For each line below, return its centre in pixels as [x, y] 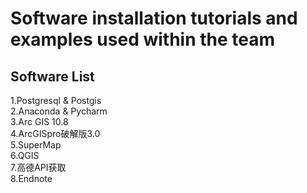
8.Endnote [31, 178]
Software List [52, 76]
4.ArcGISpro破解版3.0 [55, 133]
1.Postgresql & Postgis [56, 100]
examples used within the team [143, 39]
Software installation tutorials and [154, 18]
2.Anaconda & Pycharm [59, 111]
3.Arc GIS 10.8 [39, 121]
